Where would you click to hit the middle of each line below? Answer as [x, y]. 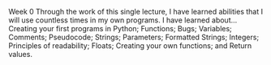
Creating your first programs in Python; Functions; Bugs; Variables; [120, 28]
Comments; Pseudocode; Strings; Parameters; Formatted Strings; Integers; [134, 37]
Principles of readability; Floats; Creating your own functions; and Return [130, 46]
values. [20, 54]
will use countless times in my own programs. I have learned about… [123, 20]
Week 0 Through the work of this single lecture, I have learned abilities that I [136, 12]
